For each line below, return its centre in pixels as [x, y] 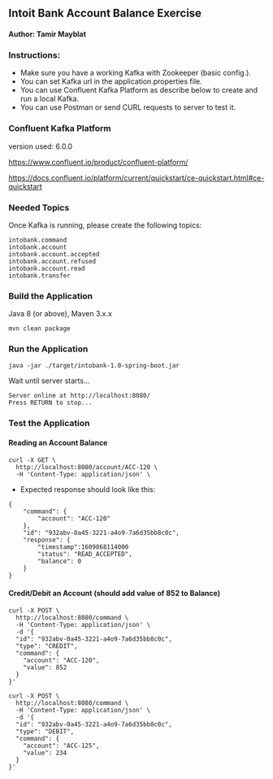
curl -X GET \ [32, 460]
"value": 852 [45, 667]
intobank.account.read [47, 268]
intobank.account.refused [52, 261]
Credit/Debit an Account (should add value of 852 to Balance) [115, 594]
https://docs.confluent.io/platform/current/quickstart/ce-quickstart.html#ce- [136, 177]
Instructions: [35, 54]
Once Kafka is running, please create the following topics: [105, 225]
